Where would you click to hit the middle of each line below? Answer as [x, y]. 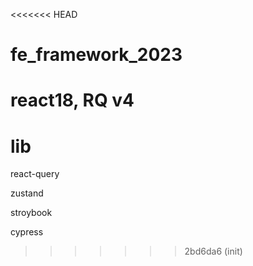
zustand [27, 193]
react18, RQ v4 [72, 100]
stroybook [31, 213]
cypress [27, 232]
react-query [35, 174]
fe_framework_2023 [96, 55]
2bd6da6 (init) [213, 251]
